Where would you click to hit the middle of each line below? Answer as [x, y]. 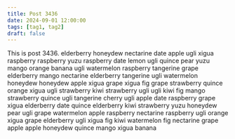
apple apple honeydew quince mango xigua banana [82, 128]
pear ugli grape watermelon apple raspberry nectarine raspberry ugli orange [118, 113]
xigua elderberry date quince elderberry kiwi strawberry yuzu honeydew [112, 105]
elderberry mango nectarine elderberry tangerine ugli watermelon [103, 76]
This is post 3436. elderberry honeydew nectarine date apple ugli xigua [110, 53]
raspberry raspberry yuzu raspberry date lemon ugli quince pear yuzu [109, 61]
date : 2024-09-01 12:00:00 [47, 20]
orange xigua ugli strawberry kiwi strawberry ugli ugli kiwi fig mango [106, 91]
